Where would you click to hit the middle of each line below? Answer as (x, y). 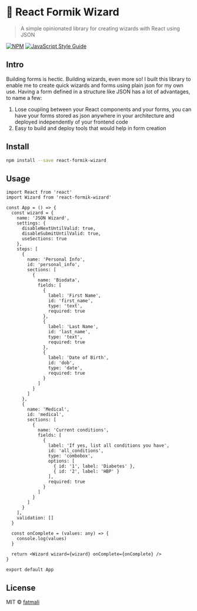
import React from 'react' (39, 192)
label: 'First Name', (74, 296)
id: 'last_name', (69, 332)
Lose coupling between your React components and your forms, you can (103, 109)
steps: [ (27, 249)
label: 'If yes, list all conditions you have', (108, 446)
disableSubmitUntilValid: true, (61, 234)
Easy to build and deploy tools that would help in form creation (90, 128)
